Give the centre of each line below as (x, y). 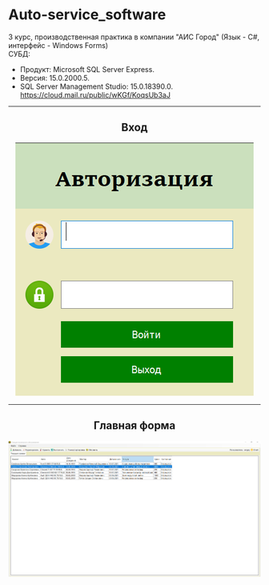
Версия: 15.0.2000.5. (54, 78)
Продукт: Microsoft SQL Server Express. (87, 69)
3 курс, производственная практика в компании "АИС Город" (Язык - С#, (134, 37)
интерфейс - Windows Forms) (58, 45)
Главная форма (134, 426)
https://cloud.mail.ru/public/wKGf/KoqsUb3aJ (95, 94)
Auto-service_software (87, 15)
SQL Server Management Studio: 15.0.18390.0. (96, 86)
